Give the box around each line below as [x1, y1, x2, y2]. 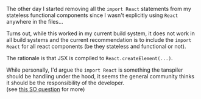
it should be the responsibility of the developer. [6, 79, 125, 86]
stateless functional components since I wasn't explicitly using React [6, 12, 178, 19]
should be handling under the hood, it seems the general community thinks [6, 73, 195, 80]
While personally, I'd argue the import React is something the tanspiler [6, 66, 183, 73]
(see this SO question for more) [6, 86, 85, 93]
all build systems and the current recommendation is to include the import [6, 36, 192, 43]
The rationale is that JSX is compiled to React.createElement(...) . [6, 55, 173, 61]
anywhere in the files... [6, 18, 64, 25]
